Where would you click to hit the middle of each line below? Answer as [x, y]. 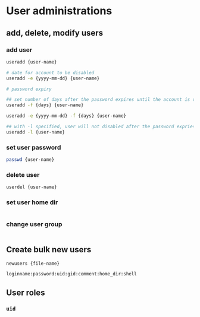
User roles [26, 292]
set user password [34, 147]
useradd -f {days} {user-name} [45, 105]
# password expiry [29, 89]
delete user [23, 175]
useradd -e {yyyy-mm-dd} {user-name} [53, 78]
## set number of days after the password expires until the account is [98, 100]
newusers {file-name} [33, 263]
